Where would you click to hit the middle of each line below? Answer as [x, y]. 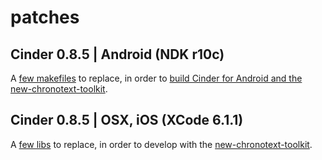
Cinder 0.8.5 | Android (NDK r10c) [117, 54]
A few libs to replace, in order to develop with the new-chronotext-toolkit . [161, 144]
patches [45, 17]
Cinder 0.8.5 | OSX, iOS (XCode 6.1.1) [127, 120]
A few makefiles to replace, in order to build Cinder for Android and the [156, 78]
